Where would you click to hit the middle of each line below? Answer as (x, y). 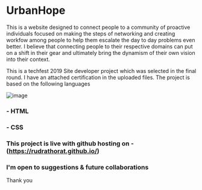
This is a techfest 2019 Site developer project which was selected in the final (101, 71)
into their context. (28, 59)
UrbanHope (36, 11)
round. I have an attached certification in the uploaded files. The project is (98, 77)
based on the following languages (48, 84)
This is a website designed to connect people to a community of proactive (98, 27)
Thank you (20, 180)
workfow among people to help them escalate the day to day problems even (101, 40)
